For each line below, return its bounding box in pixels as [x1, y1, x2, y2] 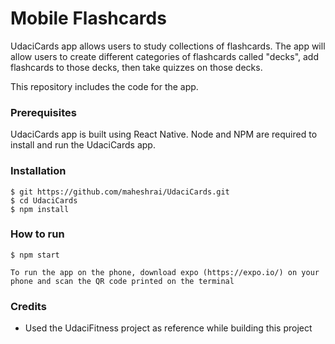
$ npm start [10, 250, 60, 260]
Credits [10, 299, 47, 313]
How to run [10, 227, 65, 241]
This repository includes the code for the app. [10, 80, 199, 92]
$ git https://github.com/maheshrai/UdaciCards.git [10, 187, 230, 197]
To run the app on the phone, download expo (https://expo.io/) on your [10, 267, 320, 277]
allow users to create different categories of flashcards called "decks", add [10, 50, 319, 62]
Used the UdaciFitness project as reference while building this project [24, 322, 313, 334]
